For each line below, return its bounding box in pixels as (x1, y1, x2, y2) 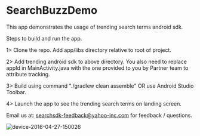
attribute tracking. (6, 70, 50, 78)
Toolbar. (6, 88, 27, 95)
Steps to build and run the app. (6, 35, 82, 42)
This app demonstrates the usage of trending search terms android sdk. (6, 23, 183, 30)
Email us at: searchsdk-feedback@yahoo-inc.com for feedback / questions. (6, 112, 193, 119)
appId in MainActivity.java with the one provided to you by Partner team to (6, 64, 189, 72)
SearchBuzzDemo (6, 4, 97, 17)
